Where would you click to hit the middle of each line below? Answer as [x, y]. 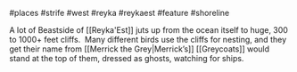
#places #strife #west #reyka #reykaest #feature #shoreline [120, 13]
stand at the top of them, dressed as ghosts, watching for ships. [127, 58]
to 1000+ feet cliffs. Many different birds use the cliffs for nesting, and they [148, 40]
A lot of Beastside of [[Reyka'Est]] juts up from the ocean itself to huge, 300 [148, 30]
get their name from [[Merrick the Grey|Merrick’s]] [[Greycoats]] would [140, 49]
